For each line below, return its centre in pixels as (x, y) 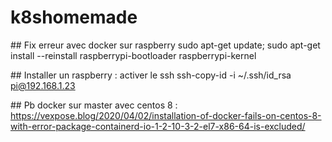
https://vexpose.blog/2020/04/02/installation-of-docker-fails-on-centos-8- (166, 115)
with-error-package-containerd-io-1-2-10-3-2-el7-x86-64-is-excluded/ (158, 126)
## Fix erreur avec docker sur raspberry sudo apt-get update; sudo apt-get (165, 45)
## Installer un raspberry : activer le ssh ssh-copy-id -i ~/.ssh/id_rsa (151, 75)
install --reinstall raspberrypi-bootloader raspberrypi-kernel (133, 55)
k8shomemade (74, 17)
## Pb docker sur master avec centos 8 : (94, 105)
